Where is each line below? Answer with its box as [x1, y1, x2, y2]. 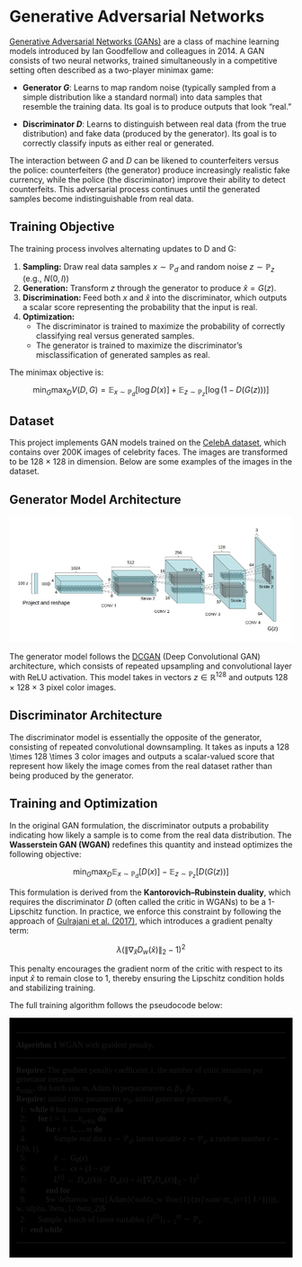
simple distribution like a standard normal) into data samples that [22, 92, 262, 102]
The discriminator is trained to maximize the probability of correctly [35, 321, 286, 332]
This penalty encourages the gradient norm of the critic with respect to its [9, 963, 283, 974]
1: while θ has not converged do [20, 1104, 124, 1114]
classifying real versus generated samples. [35, 330, 195, 341]
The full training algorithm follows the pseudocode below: [9, 1000, 223, 1011]
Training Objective [9, 219, 115, 235]
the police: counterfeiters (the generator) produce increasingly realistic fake [9, 164, 290, 175]
